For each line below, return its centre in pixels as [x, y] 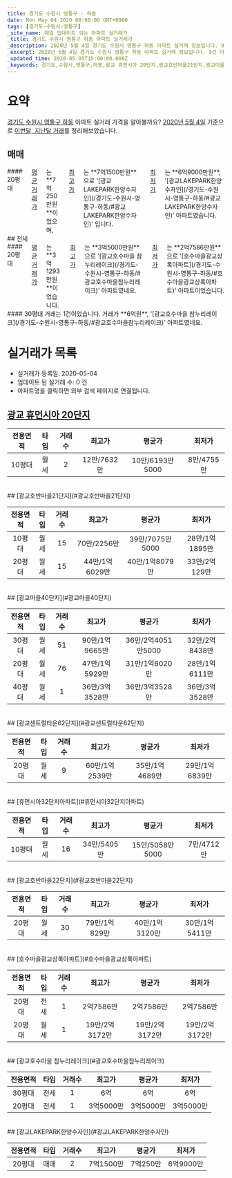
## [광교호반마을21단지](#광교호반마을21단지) [69, 496]
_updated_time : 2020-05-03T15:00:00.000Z [68, 59]
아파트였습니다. [196, 216]
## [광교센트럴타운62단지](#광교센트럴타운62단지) [76, 723]
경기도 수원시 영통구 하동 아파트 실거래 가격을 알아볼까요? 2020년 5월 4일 [106, 122]
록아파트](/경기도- [191, 265]
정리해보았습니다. [95, 130]
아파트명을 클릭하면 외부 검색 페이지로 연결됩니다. [84, 391]
